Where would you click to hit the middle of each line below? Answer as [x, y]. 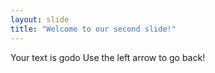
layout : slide [40, 19]
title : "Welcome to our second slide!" [93, 29]
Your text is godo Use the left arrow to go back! [108, 57]
